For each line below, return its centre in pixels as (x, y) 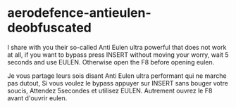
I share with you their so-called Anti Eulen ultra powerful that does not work (117, 47)
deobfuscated (49, 28)
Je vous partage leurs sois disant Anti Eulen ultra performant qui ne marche (117, 76)
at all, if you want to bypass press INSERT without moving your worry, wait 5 (118, 55)
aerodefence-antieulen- (79, 13)
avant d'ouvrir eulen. (37, 98)
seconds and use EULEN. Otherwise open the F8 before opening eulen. (111, 62)
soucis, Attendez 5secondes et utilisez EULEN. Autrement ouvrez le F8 (110, 90)
